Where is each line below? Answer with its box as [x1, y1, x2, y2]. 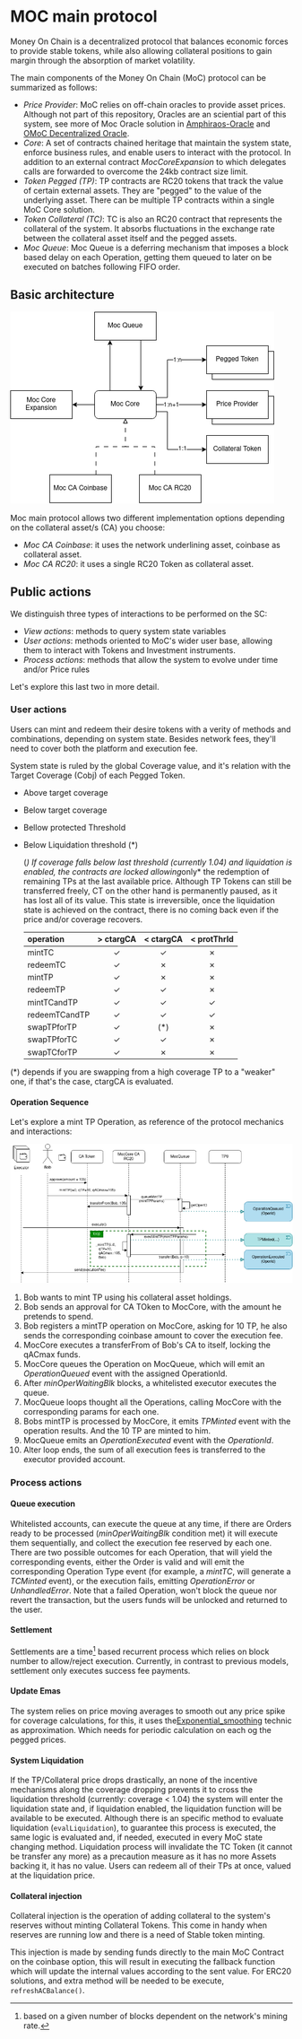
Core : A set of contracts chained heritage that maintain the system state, [22, 137, 292, 148]
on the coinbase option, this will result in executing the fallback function [10, 1956, 276, 1967]
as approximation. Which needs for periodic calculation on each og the [10, 1724, 272, 1735]
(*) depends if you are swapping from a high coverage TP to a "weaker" [10, 1067, 276, 1077]
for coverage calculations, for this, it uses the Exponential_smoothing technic [10, 1715, 292, 1726]
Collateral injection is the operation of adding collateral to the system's [10, 1911, 272, 1921]
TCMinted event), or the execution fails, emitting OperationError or [10, 1575, 255, 1586]
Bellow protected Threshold [22, 822, 126, 832]
